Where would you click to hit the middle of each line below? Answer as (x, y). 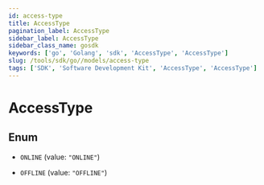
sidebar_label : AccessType (54, 38)
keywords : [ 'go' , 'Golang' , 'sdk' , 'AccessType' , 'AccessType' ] (118, 53)
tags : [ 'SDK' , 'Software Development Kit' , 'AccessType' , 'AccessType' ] (133, 68)
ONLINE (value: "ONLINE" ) (60, 157)
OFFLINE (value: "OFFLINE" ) (63, 172)
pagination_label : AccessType (59, 31)
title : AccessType (39, 23)
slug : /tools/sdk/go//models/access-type (79, 61)
